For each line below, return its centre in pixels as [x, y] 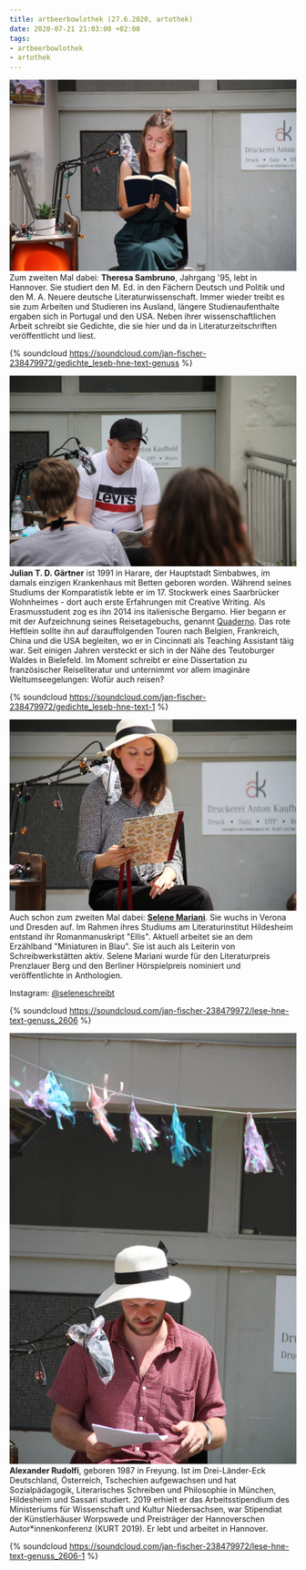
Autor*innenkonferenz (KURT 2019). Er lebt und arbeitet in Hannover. [139, 1528]
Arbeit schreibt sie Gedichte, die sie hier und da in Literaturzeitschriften [143, 326]
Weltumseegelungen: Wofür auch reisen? [87, 679]
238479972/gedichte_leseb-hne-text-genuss [95, 362]
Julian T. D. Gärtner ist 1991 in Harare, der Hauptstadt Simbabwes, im [140, 573]
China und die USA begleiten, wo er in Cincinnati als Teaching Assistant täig [152, 641]
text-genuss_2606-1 [47, 1555]
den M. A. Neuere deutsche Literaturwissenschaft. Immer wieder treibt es [147, 297]
